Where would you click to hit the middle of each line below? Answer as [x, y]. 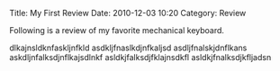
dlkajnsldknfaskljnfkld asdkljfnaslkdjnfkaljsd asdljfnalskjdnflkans [128, 48]
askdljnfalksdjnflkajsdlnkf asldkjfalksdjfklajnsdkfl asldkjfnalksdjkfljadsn [140, 57]
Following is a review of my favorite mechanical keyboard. [117, 30]
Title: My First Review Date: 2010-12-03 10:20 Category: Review [128, 13]
